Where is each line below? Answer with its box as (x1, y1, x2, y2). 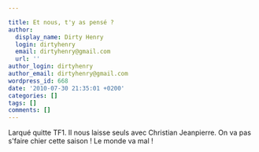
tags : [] (8, 99, 37, 107)
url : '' (15, 55, 41, 63)
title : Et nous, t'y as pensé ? (8, 18, 114, 26)
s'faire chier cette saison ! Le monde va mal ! (8, 136, 154, 146)
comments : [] (8, 106, 51, 114)
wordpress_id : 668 (8, 76, 68, 85)
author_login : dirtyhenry (8, 62, 93, 71)
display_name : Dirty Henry (15, 33, 104, 41)
